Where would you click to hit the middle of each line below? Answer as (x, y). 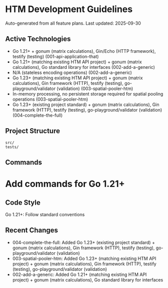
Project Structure (33, 131)
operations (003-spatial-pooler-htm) (50, 99)
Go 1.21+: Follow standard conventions (45, 214)
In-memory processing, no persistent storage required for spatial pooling (88, 93)
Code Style (23, 202)
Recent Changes (32, 230)
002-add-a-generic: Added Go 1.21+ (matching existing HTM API (79, 274)
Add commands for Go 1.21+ (65, 184)
